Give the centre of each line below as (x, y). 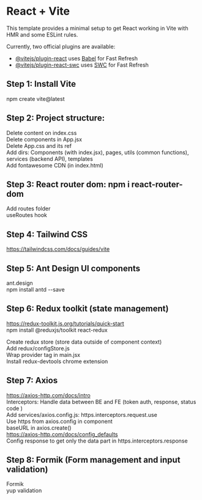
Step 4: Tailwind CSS (47, 234)
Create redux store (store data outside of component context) (84, 342)
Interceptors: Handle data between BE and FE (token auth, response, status (101, 402)
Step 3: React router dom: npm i (68, 184)
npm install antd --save (36, 289)
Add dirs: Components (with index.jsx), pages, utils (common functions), (98, 152)
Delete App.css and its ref (39, 145)
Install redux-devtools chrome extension (57, 361)
